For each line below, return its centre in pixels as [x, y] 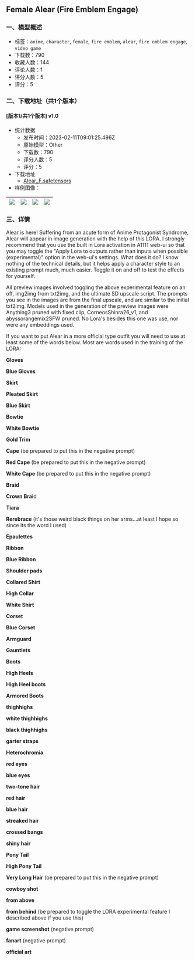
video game [28, 48]
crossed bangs [25, 832]
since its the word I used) [36, 525]
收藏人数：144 [32, 62]
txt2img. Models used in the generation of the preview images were [87, 306]
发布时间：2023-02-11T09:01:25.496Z [69, 137]
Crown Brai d [21, 496]
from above [20, 900]
